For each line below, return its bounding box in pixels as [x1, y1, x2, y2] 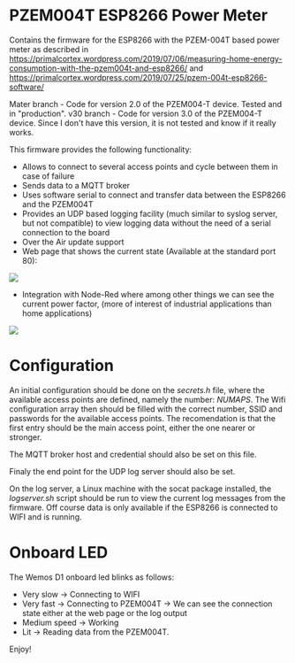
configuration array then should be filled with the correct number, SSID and [9, 404, 283, 414]
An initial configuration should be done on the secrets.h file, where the [9, 384, 265, 395]
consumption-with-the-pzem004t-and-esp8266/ [9, 63, 188, 73]
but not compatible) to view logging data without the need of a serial [21, 218, 271, 228]
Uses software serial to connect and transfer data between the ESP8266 [21, 189, 286, 200]
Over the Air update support [21, 236, 125, 247]
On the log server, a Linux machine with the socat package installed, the [9, 483, 272, 494]
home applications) [21, 307, 93, 319]
